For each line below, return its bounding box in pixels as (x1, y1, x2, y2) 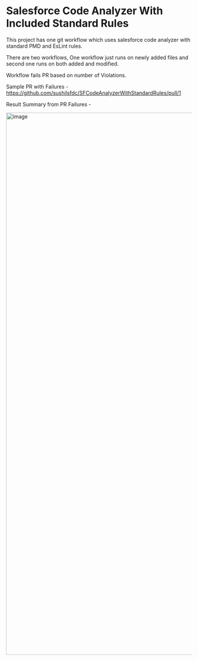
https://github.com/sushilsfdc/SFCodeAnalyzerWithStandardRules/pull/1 (6, 89, 181, 96)
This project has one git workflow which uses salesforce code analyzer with (6, 36, 190, 43)
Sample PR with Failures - (6, 83, 69, 90)
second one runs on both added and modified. (6, 60, 119, 67)
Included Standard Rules (6, 17, 129, 30)
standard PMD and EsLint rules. (6, 42, 82, 50)
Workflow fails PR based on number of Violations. (6, 71, 127, 78)
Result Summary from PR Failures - (6, 100, 91, 107)
